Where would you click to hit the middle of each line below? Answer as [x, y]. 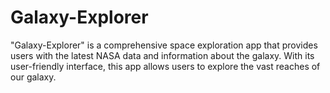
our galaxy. [33, 77]
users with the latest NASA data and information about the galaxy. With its [162, 55]
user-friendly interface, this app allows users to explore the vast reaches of [165, 66]
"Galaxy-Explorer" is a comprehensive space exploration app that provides [164, 45]
